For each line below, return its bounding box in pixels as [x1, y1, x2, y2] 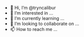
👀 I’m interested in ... [10, 10, 53, 16]
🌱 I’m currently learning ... [10, 15, 65, 21]
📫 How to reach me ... [10, 26, 58, 32]
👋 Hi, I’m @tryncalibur [10, 5, 56, 10]
